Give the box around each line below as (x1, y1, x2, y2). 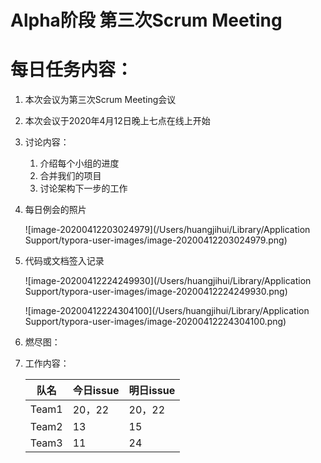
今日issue (72, 384, 120, 398)
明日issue (128, 384, 176, 398)
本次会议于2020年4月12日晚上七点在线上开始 (24, 115, 211, 127)
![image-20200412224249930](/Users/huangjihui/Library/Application (24, 275, 312, 287)
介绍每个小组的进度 (39, 157, 120, 170)
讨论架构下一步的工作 (39, 182, 128, 195)
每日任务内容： (10, 59, 134, 81)
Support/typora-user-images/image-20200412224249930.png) (24, 286, 288, 298)
